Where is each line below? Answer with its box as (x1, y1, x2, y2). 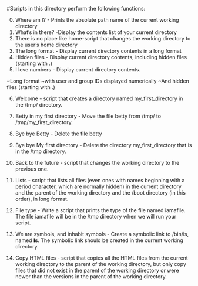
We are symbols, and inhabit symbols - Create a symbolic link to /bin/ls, (15, 231, 189, 237)
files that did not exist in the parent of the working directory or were (15, 267, 179, 274)
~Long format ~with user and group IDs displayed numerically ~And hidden (6, 77, 190, 84)
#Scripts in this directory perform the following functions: (6, 5, 146, 12)
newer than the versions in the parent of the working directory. (15, 273, 167, 280)
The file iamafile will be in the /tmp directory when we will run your (15, 213, 177, 220)
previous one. (15, 165, 49, 172)
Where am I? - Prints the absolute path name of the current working (15, 16, 179, 23)
